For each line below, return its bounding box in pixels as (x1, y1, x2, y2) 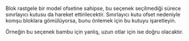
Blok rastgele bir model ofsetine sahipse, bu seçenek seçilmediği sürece (5, 5, 181, 12)
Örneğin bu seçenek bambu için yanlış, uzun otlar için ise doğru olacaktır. (5, 28, 184, 35)
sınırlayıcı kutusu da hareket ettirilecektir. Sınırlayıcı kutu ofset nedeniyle (5, 11, 181, 18)
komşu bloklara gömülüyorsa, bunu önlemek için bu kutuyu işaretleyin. (5, 17, 177, 24)
